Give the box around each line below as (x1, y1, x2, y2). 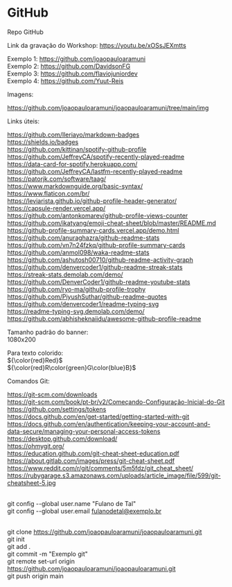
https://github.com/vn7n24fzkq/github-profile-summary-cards (7, 240, 186, 249)
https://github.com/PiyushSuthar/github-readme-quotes (7, 292, 168, 301)
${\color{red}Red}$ (7, 356, 63, 365)
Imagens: (7, 90, 34, 98)
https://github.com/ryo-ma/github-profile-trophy (7, 285, 146, 293)
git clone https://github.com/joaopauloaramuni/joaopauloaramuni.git (7, 527, 202, 536)
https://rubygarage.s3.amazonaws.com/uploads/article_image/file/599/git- (7, 471, 221, 480)
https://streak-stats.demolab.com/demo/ (7, 270, 123, 279)
